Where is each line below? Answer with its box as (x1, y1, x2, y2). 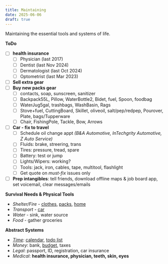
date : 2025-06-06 (5, 12, 42, 17)
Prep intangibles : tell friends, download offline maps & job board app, (12, 175, 158, 181)
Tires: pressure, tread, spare (20, 147, 80, 153)
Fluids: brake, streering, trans (20, 141, 82, 147)
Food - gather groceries (12, 217, 63, 223)
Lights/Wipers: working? (20, 158, 71, 165)
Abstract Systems (5, 227, 44, 233)
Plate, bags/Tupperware (20, 114, 71, 120)
